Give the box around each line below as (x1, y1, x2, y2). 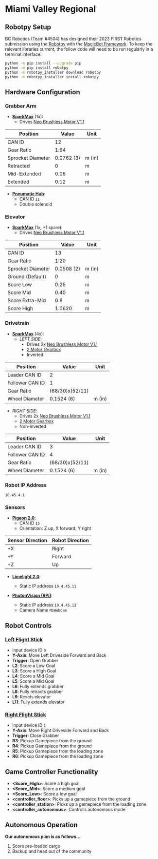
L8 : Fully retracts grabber (12, 689, 63, 694)
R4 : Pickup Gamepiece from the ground (12, 743, 92, 749)
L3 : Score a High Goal (12, 668, 56, 674)
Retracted (7, 163, 30, 169)
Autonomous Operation (5, 820, 78, 829)
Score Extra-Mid (7, 297, 46, 304)
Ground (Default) (7, 273, 47, 280)
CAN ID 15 (19, 520, 40, 526)
